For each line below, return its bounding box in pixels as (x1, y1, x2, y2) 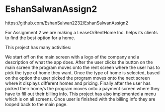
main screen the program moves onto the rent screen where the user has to (5, 64, 160, 70)
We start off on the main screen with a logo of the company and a (5, 54, 140, 60)
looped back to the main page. (5, 101, 68, 107)
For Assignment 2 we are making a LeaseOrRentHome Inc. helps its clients (5, 29, 158, 35)
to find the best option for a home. (5, 35, 76, 41)
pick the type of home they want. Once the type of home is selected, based (5, 69, 160, 75)
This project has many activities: (5, 44, 72, 50)
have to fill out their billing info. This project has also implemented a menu (5, 91, 157, 97)
